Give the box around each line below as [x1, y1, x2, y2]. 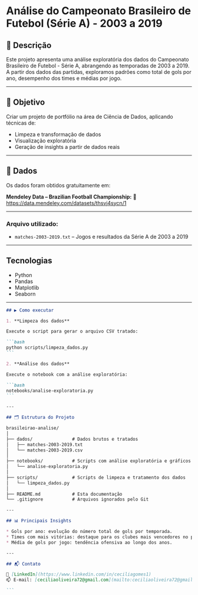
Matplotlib [14, 284, 39, 291]
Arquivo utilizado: [6, 220, 58, 228]
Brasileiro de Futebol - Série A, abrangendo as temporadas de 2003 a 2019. [6, 62, 190, 69]
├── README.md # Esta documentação [6, 491, 123, 497]
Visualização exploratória [14, 137, 77, 144]
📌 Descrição [6, 40, 52, 50]
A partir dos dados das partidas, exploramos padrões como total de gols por [6, 69, 192, 75]
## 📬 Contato [6, 561, 41, 567]
